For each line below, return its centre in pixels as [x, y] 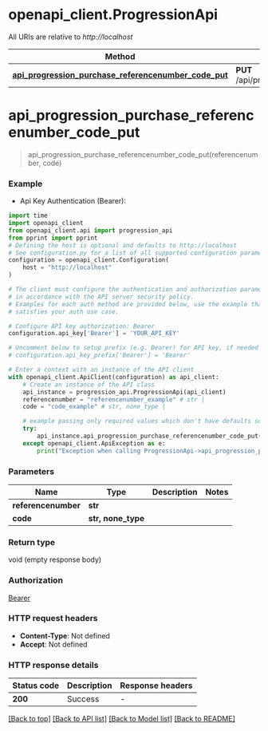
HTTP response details [53, 665]
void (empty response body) [55, 559]
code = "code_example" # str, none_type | [94, 407]
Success [83, 699]
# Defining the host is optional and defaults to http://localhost [123, 245]
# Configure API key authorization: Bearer [82, 326]
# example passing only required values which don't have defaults [137, 421]
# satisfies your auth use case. [64, 312]
